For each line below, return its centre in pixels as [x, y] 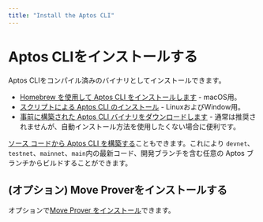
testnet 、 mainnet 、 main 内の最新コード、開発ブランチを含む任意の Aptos [126, 153]
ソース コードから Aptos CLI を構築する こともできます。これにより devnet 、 [131, 143]
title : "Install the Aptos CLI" [61, 15]
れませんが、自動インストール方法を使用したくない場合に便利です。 [130, 126]
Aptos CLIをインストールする [103, 57]
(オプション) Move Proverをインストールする [118, 190]
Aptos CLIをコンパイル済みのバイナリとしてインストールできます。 [117, 80]
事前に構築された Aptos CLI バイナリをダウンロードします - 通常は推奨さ [138, 117]
